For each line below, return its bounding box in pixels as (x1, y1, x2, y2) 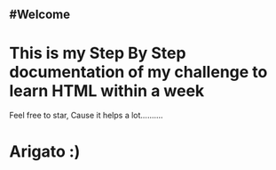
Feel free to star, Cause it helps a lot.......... (9, 110, 163, 121)
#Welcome (9, 7, 71, 22)
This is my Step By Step (9, 43, 186, 63)
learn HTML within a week (9, 80, 205, 101)
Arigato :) (9, 142, 81, 161)
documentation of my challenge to (9, 61, 268, 82)
